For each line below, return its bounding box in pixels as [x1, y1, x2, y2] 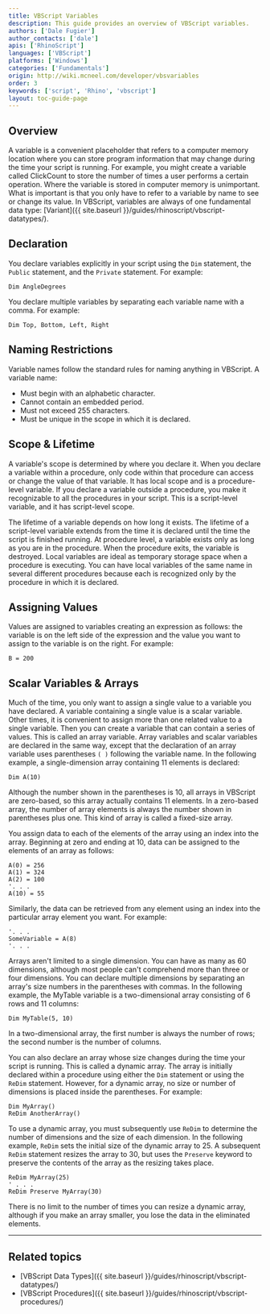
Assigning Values [8, 600, 98, 614]
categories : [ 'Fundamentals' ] [8, 64, 110, 73]
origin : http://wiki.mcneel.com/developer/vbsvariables [8, 72, 199, 80]
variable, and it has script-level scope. [8, 501, 135, 512]
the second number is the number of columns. [8, 1037, 162, 1047]
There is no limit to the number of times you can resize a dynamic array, [8, 1202, 247, 1212]
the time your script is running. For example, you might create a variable [8, 163, 247, 172]
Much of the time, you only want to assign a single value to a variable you [8, 698, 252, 707]
